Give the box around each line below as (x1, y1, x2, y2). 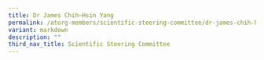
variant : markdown (8, 26, 68, 34)
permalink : (8, 19, 44, 26)
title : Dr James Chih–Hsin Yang (8, 11, 114, 19)
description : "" (8, 33, 61, 41)
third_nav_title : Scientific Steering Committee (8, 41, 170, 48)
